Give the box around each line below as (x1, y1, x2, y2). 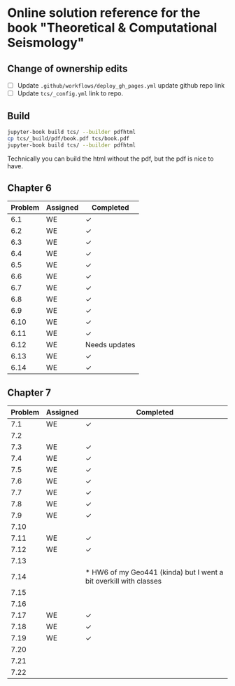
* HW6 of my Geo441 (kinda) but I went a (85, 567, 224, 577)
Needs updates (85, 340, 136, 350)
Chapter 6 (7, 182, 52, 194)
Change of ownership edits (7, 62, 128, 74)
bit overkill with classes (85, 577, 162, 586)
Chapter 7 (7, 386, 51, 398)
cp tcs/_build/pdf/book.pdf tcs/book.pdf (7, 135, 130, 142)
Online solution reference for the (7, 5, 201, 21)
